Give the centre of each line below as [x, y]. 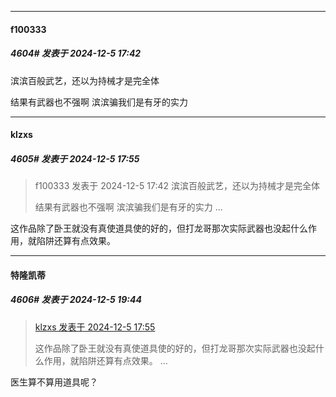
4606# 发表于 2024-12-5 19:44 [76, 300]
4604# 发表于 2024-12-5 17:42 [76, 53]
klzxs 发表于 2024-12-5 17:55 [95, 327]
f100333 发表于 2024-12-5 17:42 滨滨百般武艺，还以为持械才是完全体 [177, 186]
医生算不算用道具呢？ [54, 382]
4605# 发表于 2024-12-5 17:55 [75, 158]
